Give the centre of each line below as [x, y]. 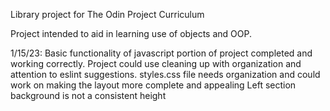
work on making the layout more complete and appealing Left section [153, 85]
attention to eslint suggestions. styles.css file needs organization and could [165, 74]
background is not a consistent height [88, 95]
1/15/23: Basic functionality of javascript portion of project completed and [161, 53]
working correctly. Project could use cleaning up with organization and [156, 63]
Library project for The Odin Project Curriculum [107, 14]
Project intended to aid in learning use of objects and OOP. [131, 33]
